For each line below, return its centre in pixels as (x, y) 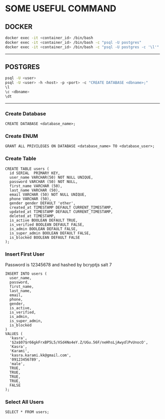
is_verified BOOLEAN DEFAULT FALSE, (47, 224)
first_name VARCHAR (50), (36, 186)
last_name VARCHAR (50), (35, 190)
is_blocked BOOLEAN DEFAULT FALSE (45, 237)
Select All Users (25, 402)
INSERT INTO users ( (26, 274)
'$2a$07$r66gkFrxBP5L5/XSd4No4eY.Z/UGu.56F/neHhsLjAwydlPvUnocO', (79, 342)
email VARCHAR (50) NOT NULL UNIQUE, (48, 194)
